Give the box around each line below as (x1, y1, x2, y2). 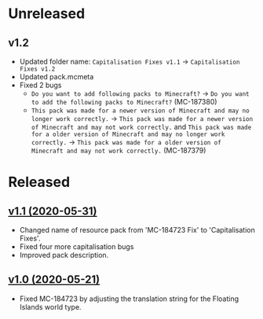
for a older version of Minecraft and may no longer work (31, 130, 225, 138)
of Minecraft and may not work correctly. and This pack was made (31, 123, 252, 131)
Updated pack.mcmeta (19, 72, 94, 81)
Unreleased (8, 5, 86, 23)
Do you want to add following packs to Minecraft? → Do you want (31, 89, 250, 98)
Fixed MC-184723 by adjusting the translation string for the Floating (19, 294, 239, 303)
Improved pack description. (19, 251, 109, 259)
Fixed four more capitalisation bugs (19, 242, 134, 251)
